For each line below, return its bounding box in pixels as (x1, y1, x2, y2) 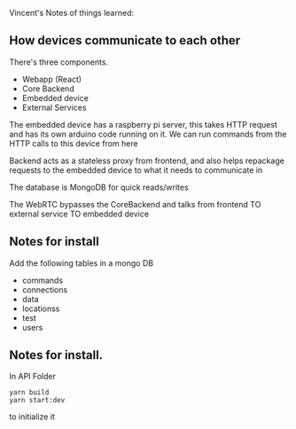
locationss (21, 303, 60, 314)
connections (21, 284, 68, 295)
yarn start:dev (9, 396, 66, 405)
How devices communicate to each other (9, 33, 241, 48)
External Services (21, 102, 87, 113)
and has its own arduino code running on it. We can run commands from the (9, 129, 287, 139)
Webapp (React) (21, 74, 82, 84)
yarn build (9, 388, 50, 397)
